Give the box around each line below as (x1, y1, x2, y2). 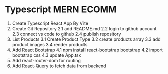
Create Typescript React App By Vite (12, 20, 89, 26)
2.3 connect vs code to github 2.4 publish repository (12, 31, 121, 37)
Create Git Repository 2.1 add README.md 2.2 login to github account (12, 25, 157, 31)
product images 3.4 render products (12, 41, 88, 47)
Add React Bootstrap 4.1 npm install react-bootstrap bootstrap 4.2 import (12, 47, 163, 53)
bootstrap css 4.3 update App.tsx (12, 52, 81, 58)
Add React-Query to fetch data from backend (12, 63, 106, 69)
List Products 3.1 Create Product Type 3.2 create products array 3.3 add (12, 36, 161, 42)
